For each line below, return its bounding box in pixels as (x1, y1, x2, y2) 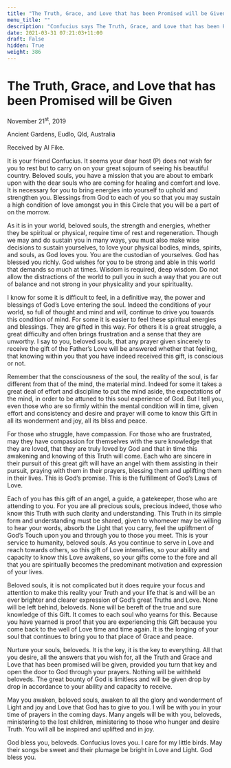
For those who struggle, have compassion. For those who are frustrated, (7, 430, 212, 438)
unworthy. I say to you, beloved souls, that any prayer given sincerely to (7, 337, 211, 345)
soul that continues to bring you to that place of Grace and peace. (7, 632, 194, 641)
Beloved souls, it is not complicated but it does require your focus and (7, 581, 206, 589)
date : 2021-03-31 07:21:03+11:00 (7, 29, 103, 37)
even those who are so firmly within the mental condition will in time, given (7, 402, 219, 410)
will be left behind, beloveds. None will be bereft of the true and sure (7, 603, 201, 612)
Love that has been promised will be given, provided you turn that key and (7, 660, 217, 669)
